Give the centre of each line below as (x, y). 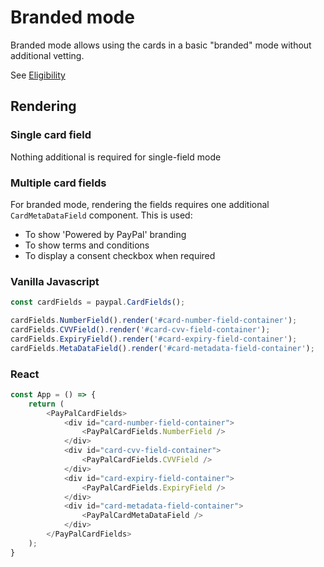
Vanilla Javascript (55, 281)
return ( (46, 404)
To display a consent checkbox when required (120, 255)
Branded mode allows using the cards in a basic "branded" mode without (161, 45)
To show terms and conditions (87, 245)
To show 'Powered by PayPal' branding (105, 234)
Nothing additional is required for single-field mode (116, 157)
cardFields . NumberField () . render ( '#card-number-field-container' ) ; (154, 321)
